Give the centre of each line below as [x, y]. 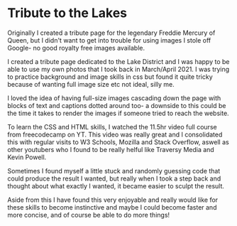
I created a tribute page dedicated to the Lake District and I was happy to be [118, 61]
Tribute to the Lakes [67, 13]
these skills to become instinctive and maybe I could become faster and [112, 207]
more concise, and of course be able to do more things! [89, 215]
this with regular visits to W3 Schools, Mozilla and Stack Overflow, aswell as [118, 142]
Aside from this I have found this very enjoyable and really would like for [113, 200]
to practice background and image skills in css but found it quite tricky [110, 77]
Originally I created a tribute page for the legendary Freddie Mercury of [111, 33]
